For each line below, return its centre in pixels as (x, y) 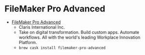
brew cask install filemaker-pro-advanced (62, 48)
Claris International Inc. (42, 27)
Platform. (28, 42)
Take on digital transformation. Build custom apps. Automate (79, 32)
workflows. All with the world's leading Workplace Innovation (80, 37)
